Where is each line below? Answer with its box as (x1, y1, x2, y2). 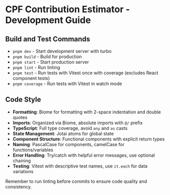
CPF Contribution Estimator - (5, 4, 130, 15)
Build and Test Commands (5, 35, 91, 43)
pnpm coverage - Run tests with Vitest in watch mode (12, 80, 122, 87)
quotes (12, 114, 28, 120)
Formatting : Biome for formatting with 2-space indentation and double (12, 108, 161, 115)
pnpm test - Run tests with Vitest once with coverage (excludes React (12, 70, 159, 76)
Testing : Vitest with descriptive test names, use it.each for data (12, 163, 148, 169)
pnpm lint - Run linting (12, 65, 60, 70)
